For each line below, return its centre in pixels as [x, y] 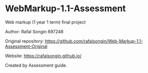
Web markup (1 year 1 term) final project [45, 22]
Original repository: [25, 41]
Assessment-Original [26, 46]
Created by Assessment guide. [36, 65]
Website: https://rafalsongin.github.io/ [43, 56]
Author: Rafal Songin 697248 [34, 31]
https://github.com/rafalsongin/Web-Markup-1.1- [94, 41]
